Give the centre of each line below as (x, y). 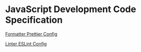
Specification (34, 20)
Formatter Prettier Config (31, 34)
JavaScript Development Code (71, 9)
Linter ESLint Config (26, 43)
